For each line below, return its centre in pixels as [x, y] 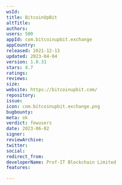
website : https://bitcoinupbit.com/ [52, 90]
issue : [14, 101]
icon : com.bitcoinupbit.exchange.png [53, 106]
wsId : [13, 12]
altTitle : [19, 23]
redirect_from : [25, 156]
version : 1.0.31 [26, 62]
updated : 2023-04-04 [32, 56]
